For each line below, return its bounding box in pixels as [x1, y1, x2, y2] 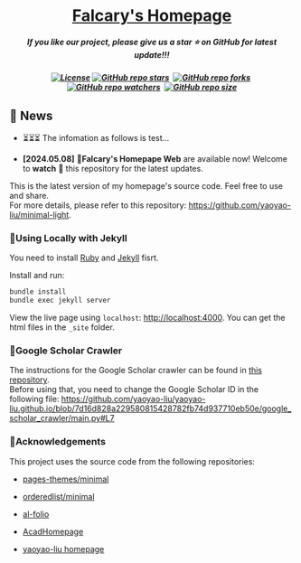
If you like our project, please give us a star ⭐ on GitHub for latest [26, 36, 277, 47]
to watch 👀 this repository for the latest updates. [22, 163, 203, 174]
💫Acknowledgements [9, 436, 107, 448]
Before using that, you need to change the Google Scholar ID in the [9, 384, 259, 395]
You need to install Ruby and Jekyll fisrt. [9, 252, 159, 263]
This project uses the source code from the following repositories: [9, 455, 256, 466]
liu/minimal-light [9, 209, 70, 220]
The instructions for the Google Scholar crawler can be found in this [9, 365, 263, 376]
